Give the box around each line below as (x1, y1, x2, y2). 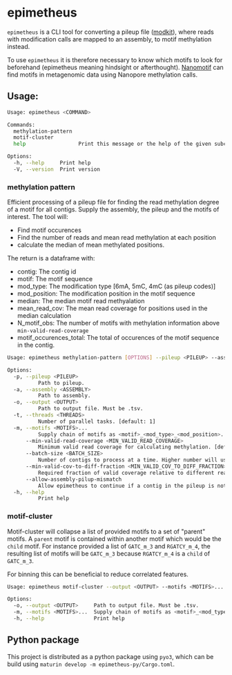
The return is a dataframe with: (7, 254, 95, 263)
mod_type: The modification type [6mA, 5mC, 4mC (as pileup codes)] (17, 282, 216, 291)
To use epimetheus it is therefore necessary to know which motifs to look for (7, 55, 223, 64)
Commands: (7, 121, 36, 129)
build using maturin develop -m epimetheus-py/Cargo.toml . (7, 660, 175, 668)
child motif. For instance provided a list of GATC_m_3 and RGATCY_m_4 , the (7, 542, 211, 550)
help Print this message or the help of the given (13, 140, 212, 148)
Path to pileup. (37, 379, 85, 386)
